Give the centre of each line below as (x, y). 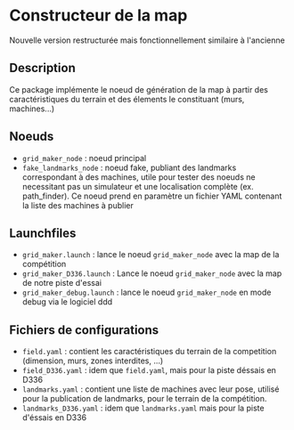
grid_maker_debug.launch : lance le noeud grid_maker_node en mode (147, 292)
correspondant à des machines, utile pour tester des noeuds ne (139, 177)
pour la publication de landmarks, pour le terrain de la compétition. (144, 399)
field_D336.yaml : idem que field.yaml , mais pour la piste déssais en (149, 370)
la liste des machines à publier (78, 205)
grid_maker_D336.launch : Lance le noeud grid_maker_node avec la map (152, 273)
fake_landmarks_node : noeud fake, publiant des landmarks (129, 167)
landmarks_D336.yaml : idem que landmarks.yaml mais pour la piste (143, 408)
